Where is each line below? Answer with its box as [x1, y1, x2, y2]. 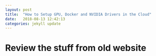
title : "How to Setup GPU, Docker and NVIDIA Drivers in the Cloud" [5, 12, 152, 17]
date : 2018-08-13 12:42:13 [5, 16, 65, 21]
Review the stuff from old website [5, 43, 147, 54]
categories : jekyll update [5, 21, 61, 26]
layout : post [5, 7, 32, 12]
